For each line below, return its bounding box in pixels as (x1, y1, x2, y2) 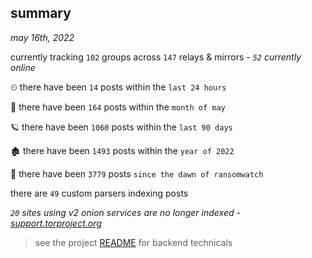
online (10, 61, 36, 73)
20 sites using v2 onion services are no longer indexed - (10, 206, 241, 218)
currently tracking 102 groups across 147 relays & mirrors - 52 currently (10, 51, 302, 63)
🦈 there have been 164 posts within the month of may (10, 101, 226, 113)
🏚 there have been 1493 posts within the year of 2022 (10, 144, 235, 156)
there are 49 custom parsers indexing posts (10, 187, 189, 199)
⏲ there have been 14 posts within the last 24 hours (10, 81, 227, 93)
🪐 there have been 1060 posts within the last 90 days (10, 121, 233, 133)
